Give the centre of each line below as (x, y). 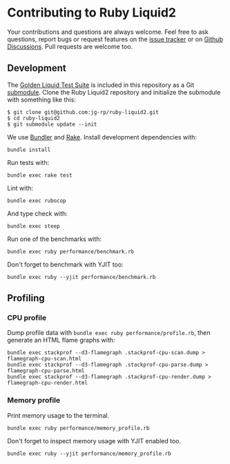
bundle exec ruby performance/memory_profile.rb (78, 428)
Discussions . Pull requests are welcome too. (70, 46)
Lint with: (20, 188)
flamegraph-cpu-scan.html (44, 359)
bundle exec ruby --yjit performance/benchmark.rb (82, 277)
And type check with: (37, 213)
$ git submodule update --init (52, 124)
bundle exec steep (33, 226)
